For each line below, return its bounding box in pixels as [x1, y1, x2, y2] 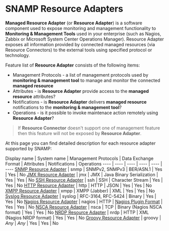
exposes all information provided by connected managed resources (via [5, 41, 155, 47]
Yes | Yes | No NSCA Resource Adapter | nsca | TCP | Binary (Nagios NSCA [5, 204, 162, 210]
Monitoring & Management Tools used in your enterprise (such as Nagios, [5, 30, 161, 37]
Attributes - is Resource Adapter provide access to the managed [12, 88, 149, 94]
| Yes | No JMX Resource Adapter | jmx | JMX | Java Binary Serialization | [5, 171, 158, 178]
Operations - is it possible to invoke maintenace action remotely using [12, 110, 158, 116]
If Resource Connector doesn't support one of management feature [17, 125, 160, 131]
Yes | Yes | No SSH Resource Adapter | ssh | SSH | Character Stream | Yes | [5, 177, 163, 183]
